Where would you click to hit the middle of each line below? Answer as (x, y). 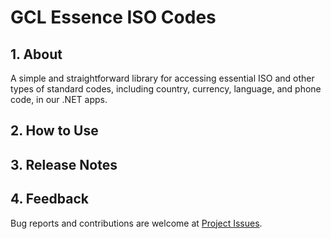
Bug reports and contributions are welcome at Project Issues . (136, 223)
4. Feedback (49, 199)
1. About (36, 54)
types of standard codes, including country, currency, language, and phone (166, 89)
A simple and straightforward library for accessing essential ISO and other (162, 78)
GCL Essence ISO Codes (113, 17)
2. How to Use (54, 131)
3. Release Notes (64, 164)
